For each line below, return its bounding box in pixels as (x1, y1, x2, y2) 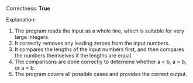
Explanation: (6, 16, 36, 23)
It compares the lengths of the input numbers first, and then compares (14, 46, 184, 53)
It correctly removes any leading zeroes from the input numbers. (14, 40, 170, 46)
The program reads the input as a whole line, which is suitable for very (14, 27, 185, 34)
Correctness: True (6, 5, 51, 12)
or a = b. (14, 64, 36, 71)
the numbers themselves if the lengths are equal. (14, 52, 133, 59)
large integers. (14, 34, 50, 40)
